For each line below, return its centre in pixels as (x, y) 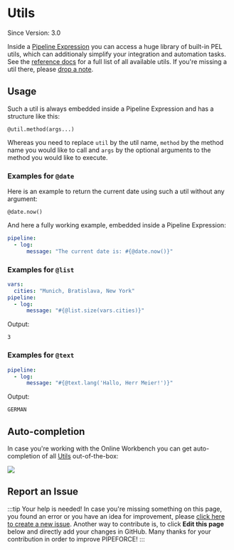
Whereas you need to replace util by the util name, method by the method (116, 142)
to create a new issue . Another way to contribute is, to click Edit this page (116, 524)
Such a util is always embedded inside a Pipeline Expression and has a (111, 109)
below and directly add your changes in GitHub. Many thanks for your (109, 532)
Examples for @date (41, 176)
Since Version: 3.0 (34, 33)
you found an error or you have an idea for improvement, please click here (116, 516)
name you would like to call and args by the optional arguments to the (109, 150)
